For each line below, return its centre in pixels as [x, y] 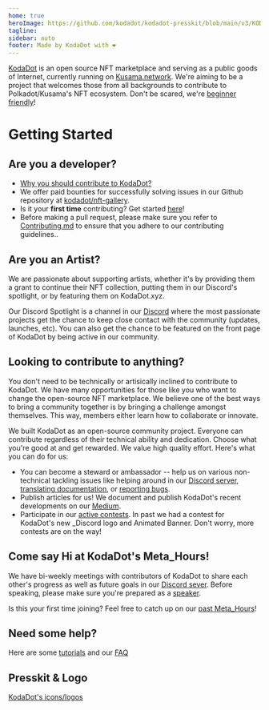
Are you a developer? [63, 164]
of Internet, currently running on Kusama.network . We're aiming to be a [126, 77]
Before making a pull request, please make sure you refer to [118, 218]
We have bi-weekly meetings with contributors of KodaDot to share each [128, 576]
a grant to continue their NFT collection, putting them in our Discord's [123, 287]
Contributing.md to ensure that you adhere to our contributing [122, 226]
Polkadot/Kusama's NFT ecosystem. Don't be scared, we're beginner [122, 94]
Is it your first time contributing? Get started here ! [102, 209]
